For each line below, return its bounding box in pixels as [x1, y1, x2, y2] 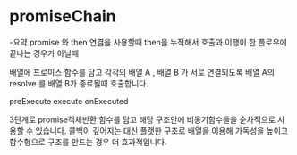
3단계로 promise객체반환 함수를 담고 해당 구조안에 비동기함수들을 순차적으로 [9, 114, 276, 125]
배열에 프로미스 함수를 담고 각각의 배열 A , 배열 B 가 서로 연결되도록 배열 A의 [9, 67, 276, 77]
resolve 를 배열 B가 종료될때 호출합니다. [9, 77, 149, 88]
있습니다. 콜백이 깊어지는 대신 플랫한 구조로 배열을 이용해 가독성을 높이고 [35, 125, 289, 135]
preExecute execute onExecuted [9, 95, 129, 106]
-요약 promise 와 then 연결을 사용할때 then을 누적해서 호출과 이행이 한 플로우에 [9, 37, 288, 47]
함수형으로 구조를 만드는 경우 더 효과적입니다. [9, 136, 167, 147]
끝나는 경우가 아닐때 [9, 47, 79, 59]
